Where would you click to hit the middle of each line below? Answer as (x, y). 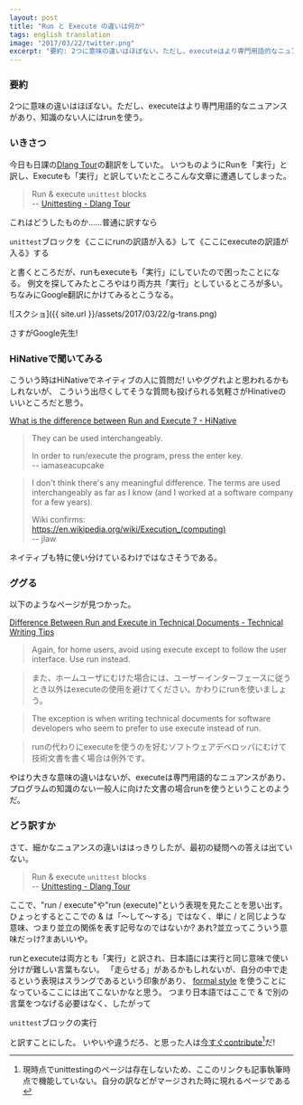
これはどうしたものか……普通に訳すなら (83, 222)
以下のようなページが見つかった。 (73, 604)
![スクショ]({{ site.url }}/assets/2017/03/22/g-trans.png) (114, 314)
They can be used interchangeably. (97, 439)
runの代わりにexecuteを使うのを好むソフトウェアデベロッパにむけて (159, 747)
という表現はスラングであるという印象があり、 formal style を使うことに (151, 980)
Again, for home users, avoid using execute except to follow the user (159, 650)
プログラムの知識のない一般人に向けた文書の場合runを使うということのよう (150, 789)
